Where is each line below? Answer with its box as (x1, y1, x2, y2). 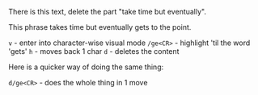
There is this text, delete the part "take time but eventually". (8, 7, 206, 16)
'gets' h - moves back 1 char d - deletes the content (8, 47, 180, 56)
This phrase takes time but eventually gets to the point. (8, 23, 192, 31)
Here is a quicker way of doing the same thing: (8, 62, 164, 72)
